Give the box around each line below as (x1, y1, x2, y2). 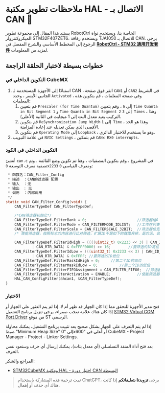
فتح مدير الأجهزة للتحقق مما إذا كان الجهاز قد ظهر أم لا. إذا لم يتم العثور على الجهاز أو (5, 303, 160, 309)
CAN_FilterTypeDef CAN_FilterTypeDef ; (14, 204, 94, 209)
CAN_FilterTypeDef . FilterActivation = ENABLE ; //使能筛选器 (14, 272, 160, 277)
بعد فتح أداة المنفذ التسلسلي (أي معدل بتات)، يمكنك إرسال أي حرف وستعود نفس (5, 344, 153, 349)
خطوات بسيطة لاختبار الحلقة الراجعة (5, 62, 103, 70)
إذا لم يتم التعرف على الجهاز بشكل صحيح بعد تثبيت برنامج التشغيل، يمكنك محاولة (5, 324, 152, 329)
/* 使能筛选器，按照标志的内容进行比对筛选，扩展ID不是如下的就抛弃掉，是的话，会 (14, 231, 161, 236)
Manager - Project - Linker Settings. (5, 334, 78, 340)
